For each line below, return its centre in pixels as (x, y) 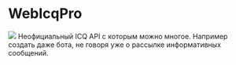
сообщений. (28, 52)
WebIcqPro (45, 14)
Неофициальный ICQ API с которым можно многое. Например (123, 36)
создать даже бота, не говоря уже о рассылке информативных (115, 45)
